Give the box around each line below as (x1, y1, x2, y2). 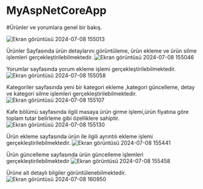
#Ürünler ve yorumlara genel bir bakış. (6, 24, 102, 31)
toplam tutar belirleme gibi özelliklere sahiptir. (6, 114, 120, 122)
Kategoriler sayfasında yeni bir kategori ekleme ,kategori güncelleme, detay (6, 83, 195, 91)
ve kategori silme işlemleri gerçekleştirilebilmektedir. (6, 90, 138, 97)
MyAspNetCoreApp (6, 4, 107, 18)
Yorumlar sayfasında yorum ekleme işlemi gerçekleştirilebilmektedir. (6, 65, 176, 73)
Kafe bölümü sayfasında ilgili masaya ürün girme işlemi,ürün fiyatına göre (6, 108, 189, 115)
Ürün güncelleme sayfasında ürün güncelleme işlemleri (6, 151, 144, 158)
